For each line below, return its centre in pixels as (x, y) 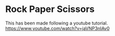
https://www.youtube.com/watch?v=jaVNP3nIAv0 (57, 28)
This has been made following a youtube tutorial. (57, 23)
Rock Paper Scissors (50, 9)
